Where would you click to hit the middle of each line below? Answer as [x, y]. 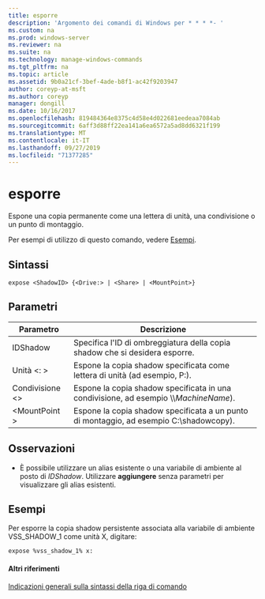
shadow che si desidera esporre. [134, 352]
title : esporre [33, 15]
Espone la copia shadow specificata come [152, 365]
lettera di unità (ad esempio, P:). [132, 375]
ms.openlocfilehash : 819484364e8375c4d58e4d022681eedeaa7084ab [114, 119]
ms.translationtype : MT [47, 133]
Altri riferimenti [34, 569]
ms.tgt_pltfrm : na [38, 67]
